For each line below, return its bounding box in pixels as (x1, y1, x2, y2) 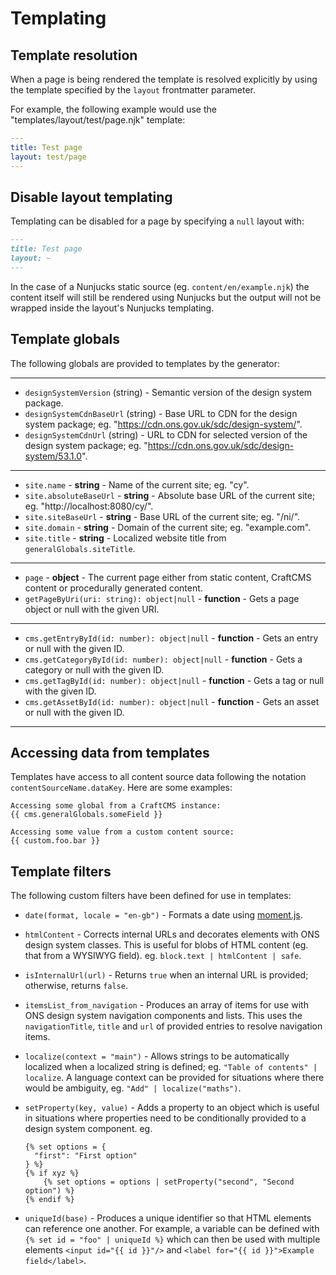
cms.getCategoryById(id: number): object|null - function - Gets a (24, 653, 303, 665)
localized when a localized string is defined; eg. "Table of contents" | (24, 1061, 318, 1073)
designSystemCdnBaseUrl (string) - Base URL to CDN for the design (24, 407, 298, 419)
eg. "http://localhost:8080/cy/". (24, 500, 154, 512)
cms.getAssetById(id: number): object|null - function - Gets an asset (24, 695, 320, 707)
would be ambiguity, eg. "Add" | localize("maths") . (24, 1082, 242, 1094)
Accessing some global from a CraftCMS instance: (10, 801, 222, 811)
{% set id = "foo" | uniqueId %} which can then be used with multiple (24, 1233, 321, 1246)
